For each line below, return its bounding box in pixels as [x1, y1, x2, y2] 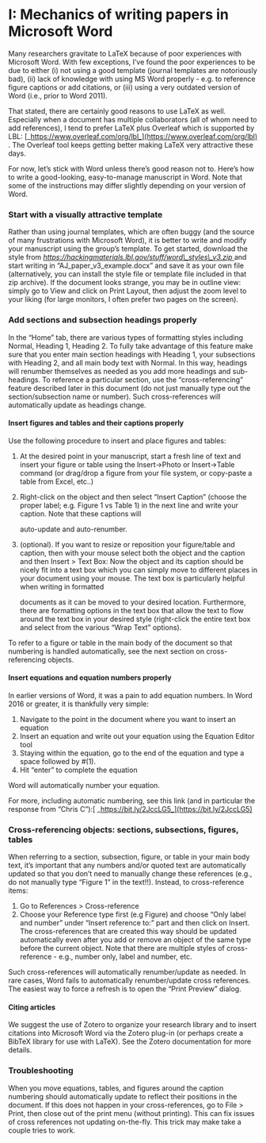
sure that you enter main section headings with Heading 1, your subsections [8, 349, 256, 359]
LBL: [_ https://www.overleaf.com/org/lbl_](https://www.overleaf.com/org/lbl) [8, 131, 258, 141]
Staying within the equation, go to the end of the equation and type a [19, 748, 245, 758]
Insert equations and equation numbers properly [8, 673, 172, 682]
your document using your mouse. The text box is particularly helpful [19, 573, 245, 583]
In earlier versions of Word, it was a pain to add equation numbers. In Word [8, 690, 253, 700]
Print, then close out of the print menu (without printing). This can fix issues [8, 1108, 255, 1118]
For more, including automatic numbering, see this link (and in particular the [8, 796, 256, 805]
